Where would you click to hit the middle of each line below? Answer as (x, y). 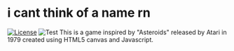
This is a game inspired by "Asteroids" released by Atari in (143, 32)
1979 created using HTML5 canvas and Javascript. (81, 39)
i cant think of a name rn (79, 13)
